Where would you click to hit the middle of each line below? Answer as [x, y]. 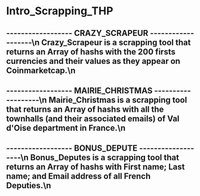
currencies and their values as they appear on [93, 61]
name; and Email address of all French [79, 177]
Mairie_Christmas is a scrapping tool [118, 100]
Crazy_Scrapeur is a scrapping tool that [116, 42]
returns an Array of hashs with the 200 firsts [91, 52]
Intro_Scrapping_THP [60, 11]
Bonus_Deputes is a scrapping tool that [104, 157]
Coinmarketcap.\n [41, 70]
